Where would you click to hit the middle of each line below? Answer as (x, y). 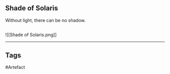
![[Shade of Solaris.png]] (31, 35)
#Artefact (15, 67)
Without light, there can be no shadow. (46, 20)
